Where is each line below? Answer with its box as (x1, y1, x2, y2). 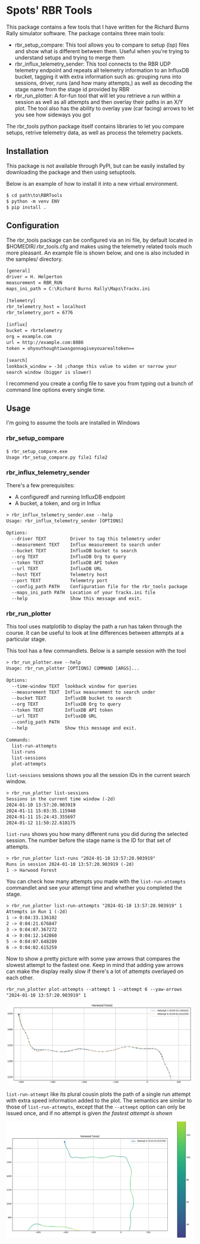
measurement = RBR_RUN (6, 279, 62, 285)
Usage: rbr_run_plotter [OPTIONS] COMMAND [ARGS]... (6, 665, 140, 672)
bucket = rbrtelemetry (6, 327, 62, 333)
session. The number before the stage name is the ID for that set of (6, 837, 171, 844)
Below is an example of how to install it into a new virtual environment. (6, 180, 179, 187)
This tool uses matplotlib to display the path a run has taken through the (6, 623, 183, 630)
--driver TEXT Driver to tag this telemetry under (11, 536, 161, 542)
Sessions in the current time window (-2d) (6, 796, 116, 802)
